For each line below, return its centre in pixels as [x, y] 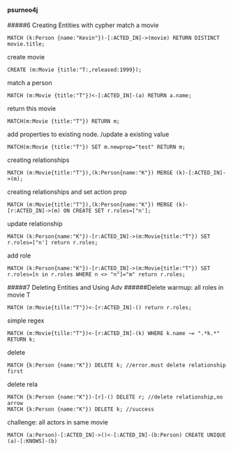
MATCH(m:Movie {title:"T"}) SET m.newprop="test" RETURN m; [97, 147]
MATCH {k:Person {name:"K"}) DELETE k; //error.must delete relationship [117, 365]
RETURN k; [22, 340]
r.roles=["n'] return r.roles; [53, 243]
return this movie [32, 109]
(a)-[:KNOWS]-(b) [32, 441]
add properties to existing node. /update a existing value [88, 134]
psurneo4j [23, 10]
